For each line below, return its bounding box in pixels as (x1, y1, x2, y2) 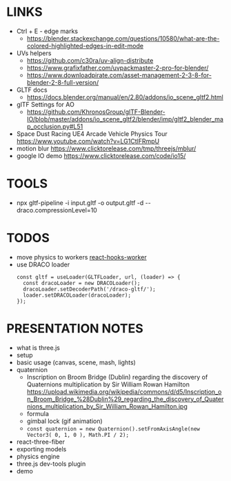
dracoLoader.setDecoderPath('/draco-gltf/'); (23, 286, 156, 293)
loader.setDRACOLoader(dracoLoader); (23, 291, 132, 299)
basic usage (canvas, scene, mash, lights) (16, 358, 136, 366)
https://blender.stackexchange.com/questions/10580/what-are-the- (26, 34, 220, 42)
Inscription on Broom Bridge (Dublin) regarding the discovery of (26, 373, 208, 381)
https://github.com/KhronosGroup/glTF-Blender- (26, 108, 166, 116)
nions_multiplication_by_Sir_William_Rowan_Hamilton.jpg (26, 402, 188, 411)
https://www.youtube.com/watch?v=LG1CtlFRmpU (16, 137, 160, 145)
